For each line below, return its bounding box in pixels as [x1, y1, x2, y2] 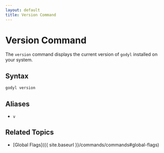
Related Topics [5, 128, 54, 137]
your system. [5, 57, 33, 63]
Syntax [5, 71, 29, 80]
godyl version [5, 85, 36, 90]
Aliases [5, 100, 30, 108]
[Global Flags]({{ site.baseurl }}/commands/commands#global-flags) [12, 142, 159, 148]
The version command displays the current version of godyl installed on [5, 51, 158, 58]
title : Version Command [5, 12, 57, 17]
